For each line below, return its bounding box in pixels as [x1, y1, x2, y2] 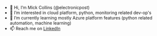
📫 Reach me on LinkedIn [9, 26, 61, 31]
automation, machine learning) [9, 20, 72, 26]
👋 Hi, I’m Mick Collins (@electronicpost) [9, 5, 90, 10]
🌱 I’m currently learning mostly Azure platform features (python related [9, 15, 153, 20]
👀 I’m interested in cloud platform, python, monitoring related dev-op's [9, 10, 152, 16]
